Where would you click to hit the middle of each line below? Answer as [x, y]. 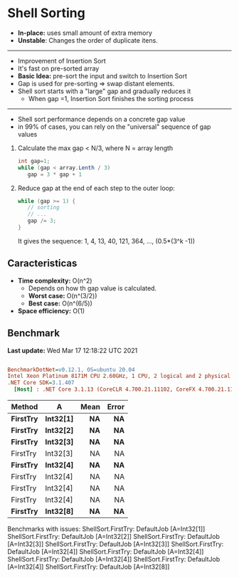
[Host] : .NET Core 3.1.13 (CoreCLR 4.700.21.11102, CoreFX [105, 389]
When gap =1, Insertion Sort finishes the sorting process [111, 98]
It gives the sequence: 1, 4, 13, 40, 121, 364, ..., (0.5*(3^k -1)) [106, 241]
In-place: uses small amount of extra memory [85, 33]
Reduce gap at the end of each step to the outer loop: [96, 188]
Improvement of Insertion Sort [62, 61]
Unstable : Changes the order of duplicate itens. [87, 40]
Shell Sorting [46, 13]
